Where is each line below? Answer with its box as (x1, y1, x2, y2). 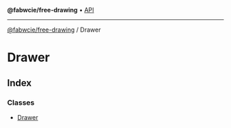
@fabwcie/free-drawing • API (7, 6, 94, 14)
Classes (7, 98, 35, 107)
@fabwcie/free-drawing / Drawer (7, 25, 101, 34)
